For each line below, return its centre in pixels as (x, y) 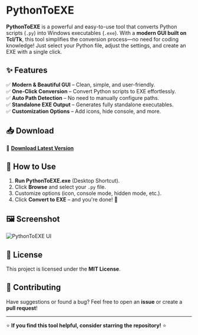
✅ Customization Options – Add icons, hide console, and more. (84, 111)
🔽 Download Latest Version (40, 148)
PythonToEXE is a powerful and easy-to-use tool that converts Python (92, 27)
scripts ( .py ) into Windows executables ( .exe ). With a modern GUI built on (96, 32)
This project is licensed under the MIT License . (63, 269)
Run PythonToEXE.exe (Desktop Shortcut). (67, 181)
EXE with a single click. (34, 51)
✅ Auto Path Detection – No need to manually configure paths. (83, 97)
